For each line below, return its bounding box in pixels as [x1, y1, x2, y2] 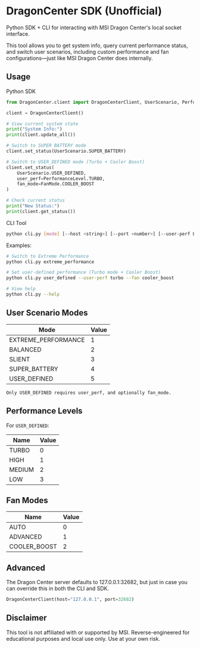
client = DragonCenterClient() [6, 110, 84, 116]
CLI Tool [6, 219, 27, 226]
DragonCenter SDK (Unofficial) [6, 4, 162, 18]
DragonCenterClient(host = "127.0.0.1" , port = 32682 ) [6, 597, 135, 603]
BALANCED [9, 345, 42, 353]
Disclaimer [6, 613, 47, 623]
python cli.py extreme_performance [6, 258, 95, 265]
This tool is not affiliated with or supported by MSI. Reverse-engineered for [6, 628, 190, 636]
